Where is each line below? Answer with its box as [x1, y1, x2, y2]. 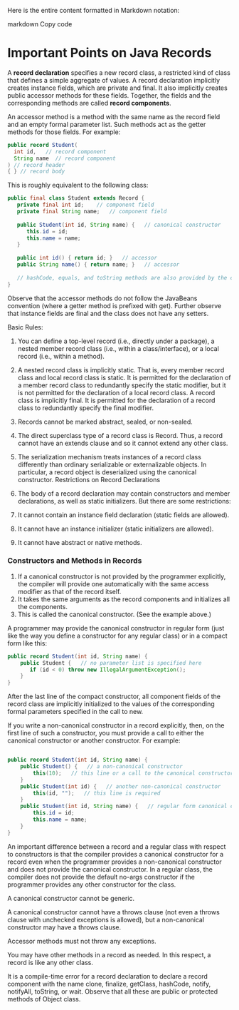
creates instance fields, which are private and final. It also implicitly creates [7, 83, 228, 92]
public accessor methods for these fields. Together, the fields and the [7, 91, 212, 99]
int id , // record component [14, 148, 107, 155]
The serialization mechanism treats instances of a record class [17, 452, 201, 461]
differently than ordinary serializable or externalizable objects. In [17, 460, 207, 469]
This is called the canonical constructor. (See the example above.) [17, 610, 212, 618]
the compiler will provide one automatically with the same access [17, 579, 209, 588]
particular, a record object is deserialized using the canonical [17, 467, 197, 476]
